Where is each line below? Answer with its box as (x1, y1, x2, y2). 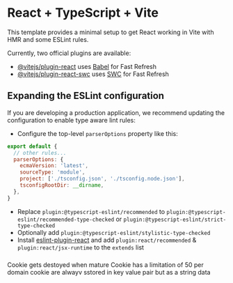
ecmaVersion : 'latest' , (19, 162, 89, 169)
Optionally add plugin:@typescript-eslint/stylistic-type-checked (17, 228, 211, 236)
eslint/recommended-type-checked (17, 216, 115, 223)
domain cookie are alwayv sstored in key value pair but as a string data (7, 268, 211, 276)
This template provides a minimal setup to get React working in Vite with (7, 28, 214, 36)
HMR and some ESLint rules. (7, 35, 89, 43)
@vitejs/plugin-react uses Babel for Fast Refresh (17, 62, 157, 70)
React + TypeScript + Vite (7, 5, 159, 21)
